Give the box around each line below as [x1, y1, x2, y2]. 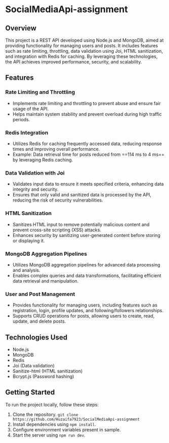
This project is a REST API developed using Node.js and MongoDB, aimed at [5, 37, 164, 43]
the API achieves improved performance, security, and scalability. [5, 59, 142, 64]
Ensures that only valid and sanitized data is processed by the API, [12, 192, 152, 198]
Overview [5, 24, 37, 32]
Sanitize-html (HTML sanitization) [12, 368, 83, 374]
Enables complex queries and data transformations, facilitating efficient [12, 272, 161, 279]
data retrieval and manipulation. [12, 278, 79, 284]
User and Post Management [5, 290, 75, 297]
